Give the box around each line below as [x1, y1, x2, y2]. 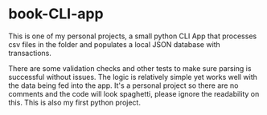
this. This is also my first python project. [8, 97, 141, 107]
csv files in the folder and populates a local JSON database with [8, 39, 221, 49]
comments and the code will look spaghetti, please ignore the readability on [8, 89, 260, 98]
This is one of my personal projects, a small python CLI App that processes [8, 31, 257, 41]
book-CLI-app [8, 5, 104, 23]
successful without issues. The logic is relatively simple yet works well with [8, 72, 257, 81]
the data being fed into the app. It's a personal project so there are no [8, 81, 239, 90]
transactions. [8, 48, 52, 57]
